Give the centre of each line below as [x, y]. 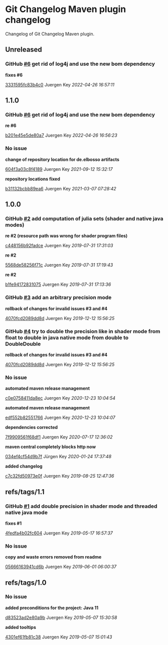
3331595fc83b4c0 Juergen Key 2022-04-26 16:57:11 [60, 84]
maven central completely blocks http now [51, 447]
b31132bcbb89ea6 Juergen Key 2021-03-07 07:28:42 [61, 188]
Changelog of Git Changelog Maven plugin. [50, 34]
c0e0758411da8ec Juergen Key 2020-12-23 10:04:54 [60, 398]
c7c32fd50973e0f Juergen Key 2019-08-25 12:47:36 [60, 476]
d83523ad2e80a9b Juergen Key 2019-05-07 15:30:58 [61, 617]
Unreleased [24, 49]
